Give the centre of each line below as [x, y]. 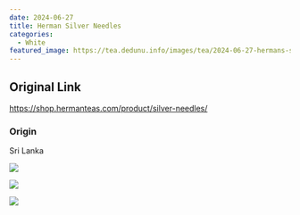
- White [32, 42]
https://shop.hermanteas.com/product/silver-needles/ [108, 108]
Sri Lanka [27, 151]
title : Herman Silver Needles [66, 26]
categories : [31, 34]
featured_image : [39, 51]
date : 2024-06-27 [42, 17]
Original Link [46, 87]
